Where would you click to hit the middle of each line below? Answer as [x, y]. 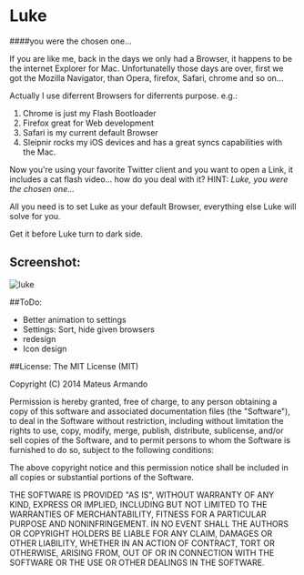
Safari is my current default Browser [91, 132]
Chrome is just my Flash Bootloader [89, 113]
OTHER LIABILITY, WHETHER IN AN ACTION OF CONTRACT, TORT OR [142, 543]
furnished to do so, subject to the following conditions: [111, 449]
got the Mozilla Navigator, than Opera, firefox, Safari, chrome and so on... [147, 77]
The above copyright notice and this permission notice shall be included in [149, 467]
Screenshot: [45, 262]
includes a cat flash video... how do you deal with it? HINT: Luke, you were [149, 179]
